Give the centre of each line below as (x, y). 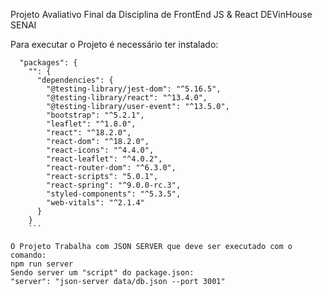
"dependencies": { (75, 80)
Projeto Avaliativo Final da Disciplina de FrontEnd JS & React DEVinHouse (161, 14)
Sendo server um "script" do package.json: (102, 273)
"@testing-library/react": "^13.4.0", (127, 98)
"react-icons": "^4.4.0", (100, 150)
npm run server (42, 264)
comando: (28, 255)
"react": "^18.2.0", (89, 133)
